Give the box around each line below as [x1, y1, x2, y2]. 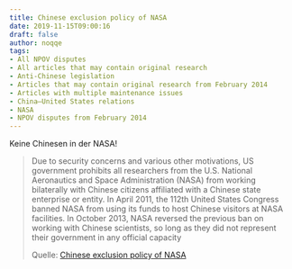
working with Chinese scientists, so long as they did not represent [31, 222, 277, 234]
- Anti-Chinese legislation [9, 72, 115, 81]
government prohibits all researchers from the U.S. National [31, 166, 253, 176]
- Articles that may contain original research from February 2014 [9, 80, 269, 89]
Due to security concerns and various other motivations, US [31, 156, 254, 166]
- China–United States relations [9, 96, 135, 106]
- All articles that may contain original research [9, 64, 207, 73]
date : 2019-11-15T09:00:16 [9, 22, 111, 31]
